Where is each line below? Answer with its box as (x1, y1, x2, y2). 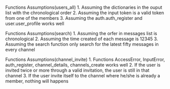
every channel (5, 47, 36, 52)
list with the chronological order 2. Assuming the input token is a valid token (5, 10, 164, 16)
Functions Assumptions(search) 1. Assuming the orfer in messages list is (5, 31, 157, 36)
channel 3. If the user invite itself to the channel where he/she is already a (5, 73, 160, 78)
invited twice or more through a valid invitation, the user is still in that (5, 67, 150, 73)
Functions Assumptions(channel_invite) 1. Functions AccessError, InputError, (5, 56, 165, 63)
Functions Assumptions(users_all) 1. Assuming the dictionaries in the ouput (5, 5, 162, 10)
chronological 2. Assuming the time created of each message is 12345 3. (5, 36, 158, 42)
